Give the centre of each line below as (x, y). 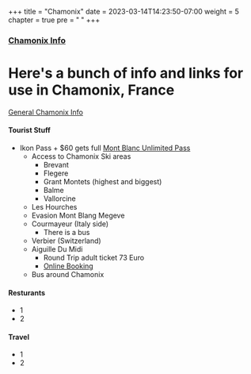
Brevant (56, 165)
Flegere (56, 173)
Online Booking (68, 266)
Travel (19, 337)
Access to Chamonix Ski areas (81, 156)
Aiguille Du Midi (57, 249)
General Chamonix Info (46, 112)
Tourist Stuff (29, 130)
